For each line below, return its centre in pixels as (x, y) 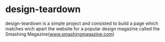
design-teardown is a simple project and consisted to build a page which (82, 23)
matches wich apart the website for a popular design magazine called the (82, 28)
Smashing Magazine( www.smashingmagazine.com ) (60, 34)
